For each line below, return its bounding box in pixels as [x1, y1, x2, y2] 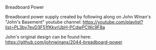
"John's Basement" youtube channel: [5, 19, 82, 25]
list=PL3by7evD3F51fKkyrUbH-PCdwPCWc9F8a [5, 24, 105, 30]
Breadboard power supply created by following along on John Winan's [5, 14, 151, 19]
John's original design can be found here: [5, 34, 92, 40]
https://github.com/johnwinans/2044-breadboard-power [5, 39, 123, 45]
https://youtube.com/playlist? [82, 19, 143, 25]
